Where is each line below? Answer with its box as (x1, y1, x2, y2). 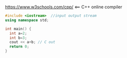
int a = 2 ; (9, 31, 27, 35)
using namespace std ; (5, 18, 49, 23)
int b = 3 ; (9, 35, 27, 40)
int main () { (5, 26, 32, 31)
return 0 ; (9, 44, 29, 49)
